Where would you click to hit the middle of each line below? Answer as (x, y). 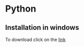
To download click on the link (35, 39)
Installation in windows (42, 28)
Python (21, 9)
